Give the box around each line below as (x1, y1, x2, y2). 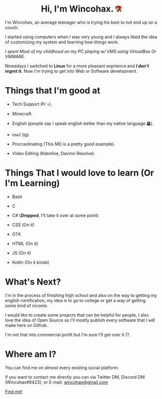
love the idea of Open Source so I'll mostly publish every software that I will (5, 317, 155, 323)
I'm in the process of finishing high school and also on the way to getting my (5, 292, 157, 298)
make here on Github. (5, 322, 48, 328)
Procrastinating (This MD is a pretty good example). (12, 141, 115, 147)
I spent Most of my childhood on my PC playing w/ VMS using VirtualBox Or (5, 48, 156, 54)
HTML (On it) (12, 241, 38, 246)
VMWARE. (5, 53, 26, 59)
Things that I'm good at (5, 85, 101, 96)
